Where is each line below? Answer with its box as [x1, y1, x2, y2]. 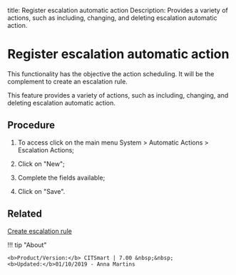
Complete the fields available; [17, 173, 106, 182]
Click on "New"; [17, 160, 66, 168]
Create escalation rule [7, 227, 73, 235]
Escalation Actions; [17, 145, 75, 154]
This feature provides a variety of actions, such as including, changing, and [7, 90, 229, 99]
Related [7, 208, 43, 220]
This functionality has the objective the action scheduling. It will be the [7, 69, 215, 78]
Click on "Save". [17, 187, 66, 195]
